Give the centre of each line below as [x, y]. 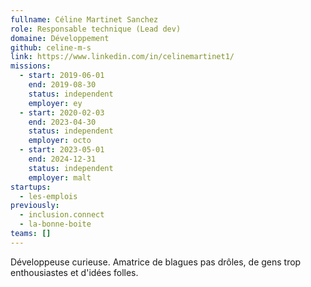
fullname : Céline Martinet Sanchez [84, 19]
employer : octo [60, 141]
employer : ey [55, 103]
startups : [31, 187]
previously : [35, 206]
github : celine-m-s [51, 47]
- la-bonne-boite [55, 224]
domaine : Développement [60, 38]
